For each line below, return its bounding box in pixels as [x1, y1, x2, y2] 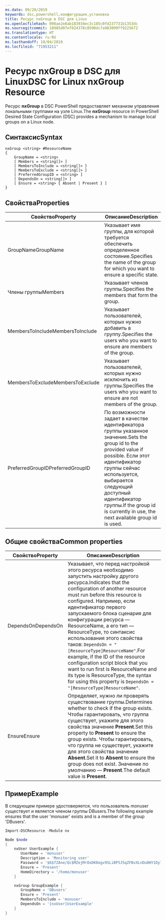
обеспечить [104, 240, 133, 247]
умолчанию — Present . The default [67, 767, 150, 773]
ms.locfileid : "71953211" [5, 44, 58, 49]
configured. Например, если [67, 598, 135, 604]
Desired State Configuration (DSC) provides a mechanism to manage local [5, 114, 156, 119]
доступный [104, 489, 131, 496]
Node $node [5, 837, 28, 842]
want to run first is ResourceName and [67, 666, 157, 672]
